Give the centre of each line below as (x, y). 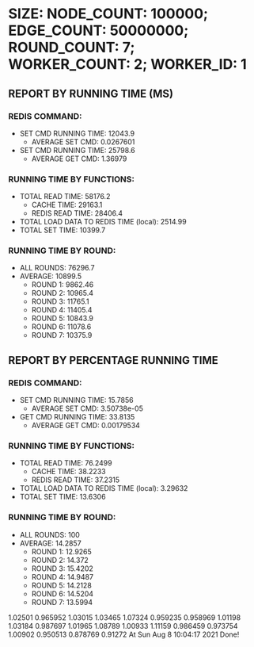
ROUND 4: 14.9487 (62, 576)
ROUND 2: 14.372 (60, 560)
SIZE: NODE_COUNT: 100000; (108, 14)
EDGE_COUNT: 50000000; (99, 31)
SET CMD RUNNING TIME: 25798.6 (78, 150)
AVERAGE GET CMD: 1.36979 (79, 159)
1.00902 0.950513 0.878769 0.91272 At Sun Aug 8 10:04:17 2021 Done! (124, 634)
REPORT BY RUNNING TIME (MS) (91, 93)
